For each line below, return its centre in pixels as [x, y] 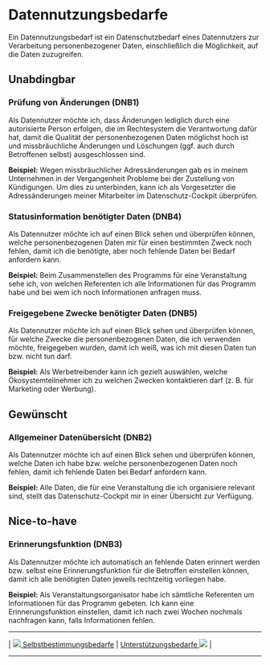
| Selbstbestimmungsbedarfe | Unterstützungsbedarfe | [110, 644]
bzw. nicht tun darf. [40, 357]
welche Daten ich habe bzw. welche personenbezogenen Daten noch [123, 463]
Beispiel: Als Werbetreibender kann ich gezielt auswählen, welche [118, 372]
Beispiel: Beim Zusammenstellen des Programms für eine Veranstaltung [128, 275]
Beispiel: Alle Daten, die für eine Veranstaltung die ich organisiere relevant [132, 487]
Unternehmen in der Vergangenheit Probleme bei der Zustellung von [121, 178]
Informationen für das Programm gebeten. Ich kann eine [101, 603]
